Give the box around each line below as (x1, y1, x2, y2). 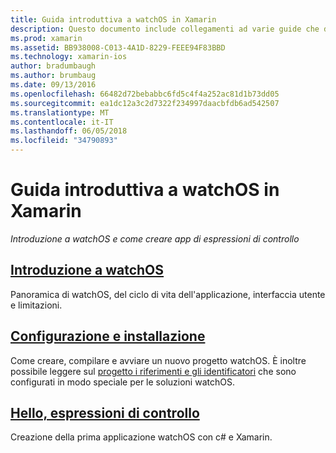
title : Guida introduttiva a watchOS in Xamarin (10, 14, 217, 25)
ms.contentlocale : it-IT (10, 117, 114, 127)
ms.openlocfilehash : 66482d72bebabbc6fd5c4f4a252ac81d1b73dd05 (10, 89, 280, 99)
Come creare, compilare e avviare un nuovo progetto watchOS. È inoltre (10, 354, 307, 366)
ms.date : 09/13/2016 (10, 80, 97, 90)
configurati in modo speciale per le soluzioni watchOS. (10, 376, 235, 388)
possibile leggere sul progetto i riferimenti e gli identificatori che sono (10, 365, 297, 377)
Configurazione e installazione (10, 328, 206, 345)
